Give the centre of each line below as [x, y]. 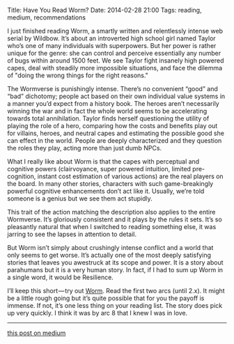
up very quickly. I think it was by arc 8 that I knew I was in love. [97, 313]
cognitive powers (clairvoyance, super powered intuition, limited [99, 169]
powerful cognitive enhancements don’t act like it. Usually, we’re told [106, 191]
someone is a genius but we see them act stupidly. [80, 198]
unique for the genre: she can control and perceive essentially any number [114, 53]
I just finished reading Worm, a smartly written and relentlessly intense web [115, 31]
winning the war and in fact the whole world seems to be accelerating [107, 111]
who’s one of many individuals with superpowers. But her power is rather [112, 46]
